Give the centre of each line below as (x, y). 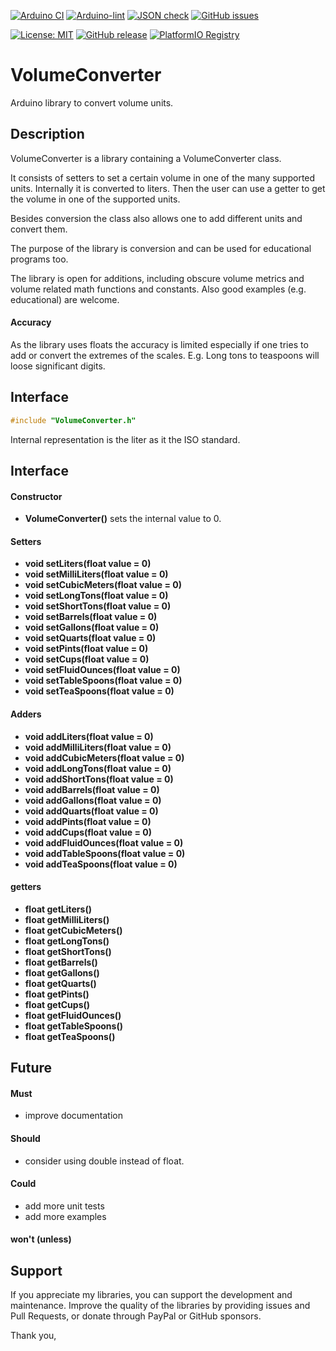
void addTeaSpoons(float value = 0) (101, 864)
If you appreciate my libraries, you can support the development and (151, 1295)
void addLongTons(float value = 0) (98, 768)
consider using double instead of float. (104, 1161)
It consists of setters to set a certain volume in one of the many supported (163, 177)
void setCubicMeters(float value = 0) (103, 585)
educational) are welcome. (65, 299)
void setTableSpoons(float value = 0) (103, 681)
